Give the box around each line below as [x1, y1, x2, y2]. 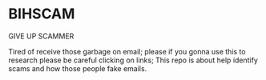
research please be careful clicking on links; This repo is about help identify [8, 55, 259, 65]
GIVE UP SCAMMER [8, 31, 75, 41]
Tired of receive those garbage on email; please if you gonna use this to [8, 46, 246, 56]
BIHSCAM [8, 5, 75, 23]
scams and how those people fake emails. [8, 63, 147, 73]
